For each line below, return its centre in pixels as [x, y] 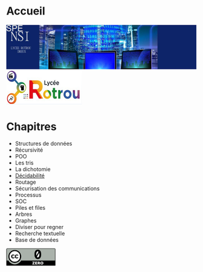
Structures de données [43, 144]
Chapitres [31, 127]
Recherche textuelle [40, 233]
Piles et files [30, 208]
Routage [25, 182]
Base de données [37, 240]
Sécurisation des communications [57, 188]
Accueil [26, 11]
